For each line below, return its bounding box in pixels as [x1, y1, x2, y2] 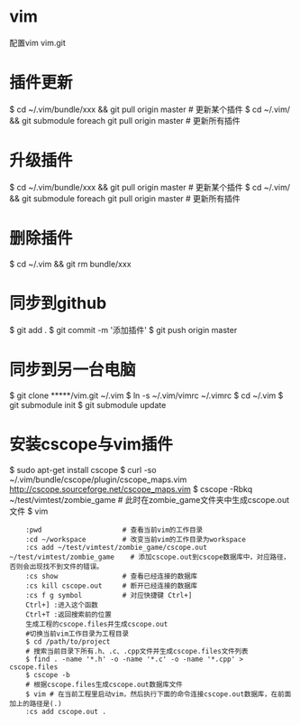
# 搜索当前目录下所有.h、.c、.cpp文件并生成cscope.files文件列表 [25, 646, 249, 655]
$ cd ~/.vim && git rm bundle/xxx [9, 258, 132, 269]
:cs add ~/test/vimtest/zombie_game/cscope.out [25, 543, 207, 552]
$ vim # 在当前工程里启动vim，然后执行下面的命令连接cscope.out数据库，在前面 [25, 689, 292, 699]
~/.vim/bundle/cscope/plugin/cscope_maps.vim [9, 474, 187, 485]
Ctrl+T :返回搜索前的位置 [25, 609, 113, 619]
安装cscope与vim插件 [9, 433, 174, 454]
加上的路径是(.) [9, 699, 62, 708]
